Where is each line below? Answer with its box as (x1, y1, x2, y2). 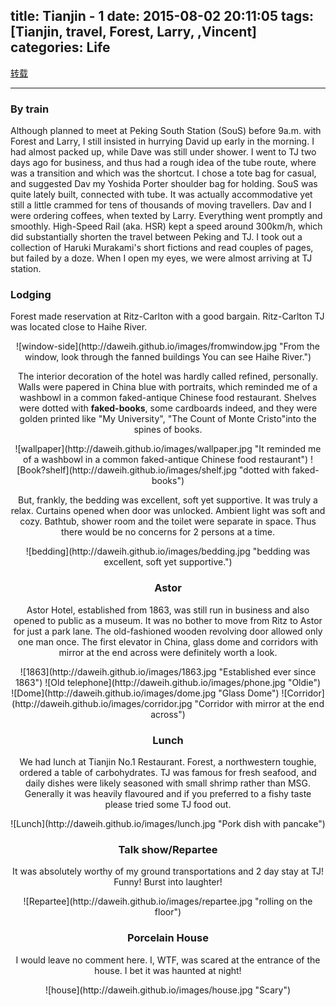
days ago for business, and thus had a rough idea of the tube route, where (10, 157, 317, 169)
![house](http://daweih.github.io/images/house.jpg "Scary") (44, 984, 292, 996)
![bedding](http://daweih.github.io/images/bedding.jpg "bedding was (25, 545, 311, 558)
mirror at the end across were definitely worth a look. (58, 646, 278, 658)
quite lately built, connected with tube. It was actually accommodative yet (10, 189, 313, 201)
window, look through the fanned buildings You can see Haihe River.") (24, 351, 312, 363)
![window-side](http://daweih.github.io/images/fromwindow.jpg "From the (15, 340, 320, 353)
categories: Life (10, 39, 111, 56)
